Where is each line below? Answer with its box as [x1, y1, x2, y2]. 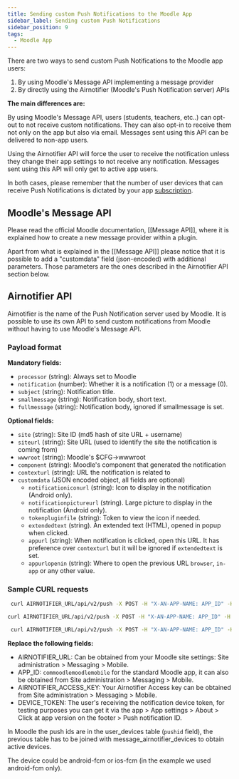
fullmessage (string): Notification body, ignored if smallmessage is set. [17, 403, 224, 411]
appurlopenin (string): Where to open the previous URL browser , [28, 559, 215, 567]
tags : [7, 30, 23, 38]
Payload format [7, 342, 62, 352]
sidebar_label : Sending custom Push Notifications [7, 17, 161, 24]
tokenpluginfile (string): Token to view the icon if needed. [28, 514, 201, 522]
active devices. [7, 742, 52, 750]
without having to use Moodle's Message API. [7, 324, 142, 333]
